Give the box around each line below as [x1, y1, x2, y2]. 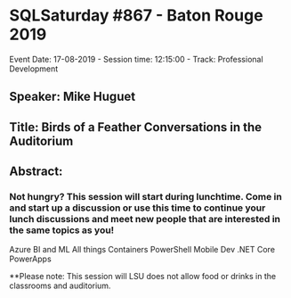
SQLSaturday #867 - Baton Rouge [9, 5, 264, 26]
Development [9, 63, 59, 74]
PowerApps [9, 253, 52, 264]
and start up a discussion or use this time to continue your [9, 202, 266, 214]
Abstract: [9, 164, 63, 179]
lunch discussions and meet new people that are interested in [9, 213, 281, 226]
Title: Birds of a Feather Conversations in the [9, 120, 263, 135]
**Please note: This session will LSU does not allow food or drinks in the [9, 271, 277, 282]
